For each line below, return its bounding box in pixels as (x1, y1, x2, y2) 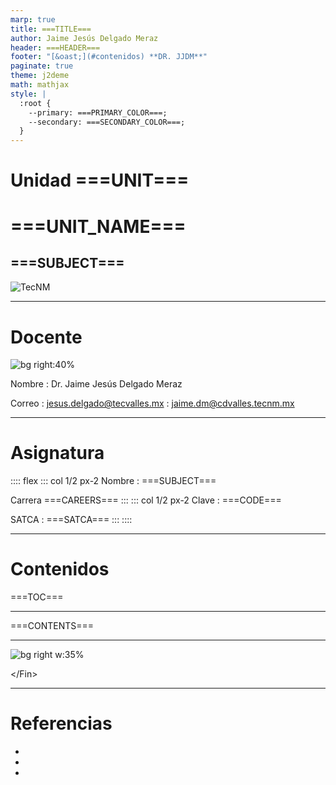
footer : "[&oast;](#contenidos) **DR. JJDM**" (10, 52, 208, 62)
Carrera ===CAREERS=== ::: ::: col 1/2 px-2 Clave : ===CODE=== (10, 494, 282, 506)
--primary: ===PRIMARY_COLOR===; (28, 107, 168, 118)
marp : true (10, 14, 56, 25)
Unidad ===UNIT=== (10, 169, 190, 192)
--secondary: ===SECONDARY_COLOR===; (28, 117, 186, 127)
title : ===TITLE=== (10, 24, 92, 34)
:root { (19, 98, 52, 108)
